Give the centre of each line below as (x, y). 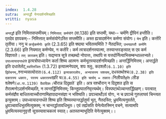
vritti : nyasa (21, 19)
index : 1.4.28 (21, 10)
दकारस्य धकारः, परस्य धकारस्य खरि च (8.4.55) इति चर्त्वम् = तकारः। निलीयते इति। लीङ (72, 78)
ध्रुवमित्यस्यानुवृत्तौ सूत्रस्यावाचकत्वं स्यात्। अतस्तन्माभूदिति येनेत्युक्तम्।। (60, 111)
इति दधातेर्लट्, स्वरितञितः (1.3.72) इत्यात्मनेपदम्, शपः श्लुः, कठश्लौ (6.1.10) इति (68, 66)
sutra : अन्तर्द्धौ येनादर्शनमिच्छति (30, 14)
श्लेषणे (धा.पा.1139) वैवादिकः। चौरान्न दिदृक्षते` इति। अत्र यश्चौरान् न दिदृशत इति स (69, 83)
